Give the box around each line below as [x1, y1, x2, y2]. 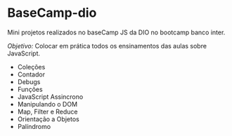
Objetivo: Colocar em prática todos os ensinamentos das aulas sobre [7, 41, 207, 50]
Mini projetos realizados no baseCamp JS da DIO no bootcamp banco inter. [7, 28, 226, 36]
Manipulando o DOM [17, 100, 78, 108]
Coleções [17, 62, 46, 71]
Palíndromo [17, 122, 51, 130]
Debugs [17, 77, 41, 86]
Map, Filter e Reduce [17, 107, 78, 116]
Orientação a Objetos [17, 114, 79, 123]
